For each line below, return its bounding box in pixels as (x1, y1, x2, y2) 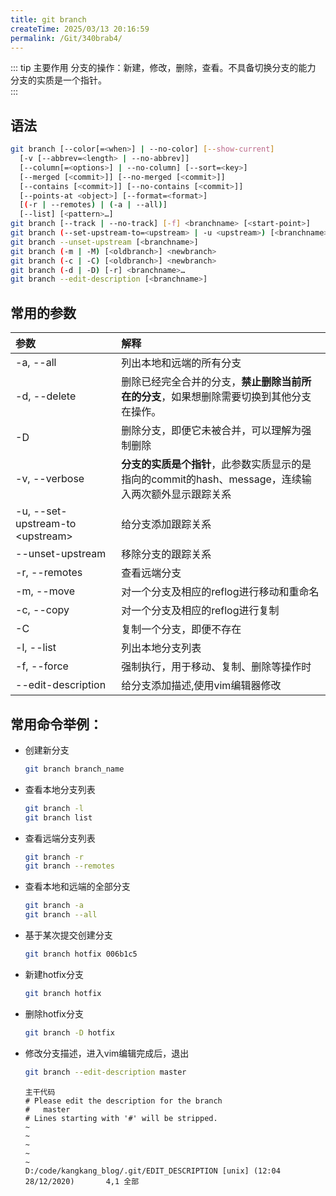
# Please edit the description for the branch (24, 1096, 223, 1106)
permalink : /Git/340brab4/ (10, 33, 123, 43)
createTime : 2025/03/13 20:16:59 (10, 24, 150, 34)
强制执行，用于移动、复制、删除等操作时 (121, 660, 312, 674)
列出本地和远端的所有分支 (121, 356, 242, 370)
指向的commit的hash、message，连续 (121, 472, 302, 486)
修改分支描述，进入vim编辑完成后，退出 (24, 1047, 190, 1059)
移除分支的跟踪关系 (121, 547, 212, 561)
